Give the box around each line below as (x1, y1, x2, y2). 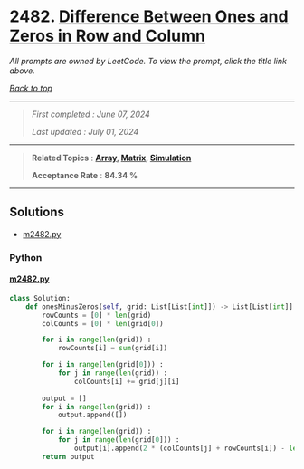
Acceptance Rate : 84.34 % (31, 169, 138, 180)
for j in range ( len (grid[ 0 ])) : (57, 435, 180, 445)
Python (9, 251, 43, 263)
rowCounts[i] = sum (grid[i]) (57, 344, 168, 353)
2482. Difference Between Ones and (9, 6, 289, 27)
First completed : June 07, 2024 (31, 109, 151, 120)
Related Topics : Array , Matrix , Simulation (31, 152, 192, 163)
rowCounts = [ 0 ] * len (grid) (42, 311, 152, 320)
